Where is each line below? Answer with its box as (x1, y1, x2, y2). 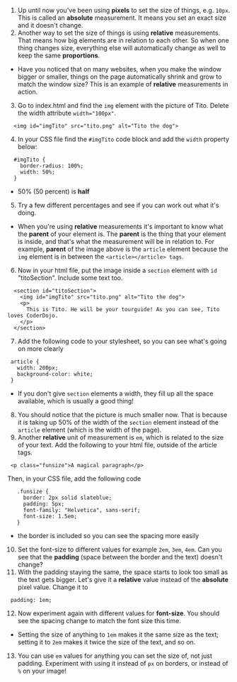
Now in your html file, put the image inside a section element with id (17, 266, 217, 274)
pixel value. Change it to (17, 583, 88, 591)
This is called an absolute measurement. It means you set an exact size (17, 13, 226, 22)
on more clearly (17, 345, 64, 353)
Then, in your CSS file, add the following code (7, 474, 141, 483)
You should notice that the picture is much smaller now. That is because (17, 410, 228, 419)
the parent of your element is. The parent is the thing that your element (17, 230, 226, 238)
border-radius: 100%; (20, 162, 83, 169)
